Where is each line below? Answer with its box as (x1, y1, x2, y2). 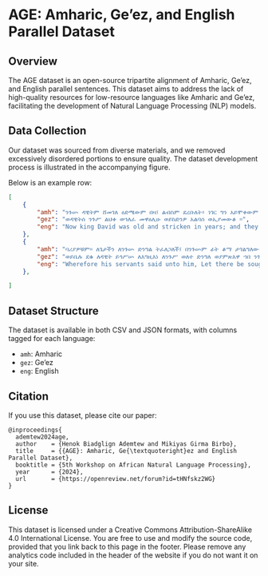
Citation (8, 389, 49, 403)
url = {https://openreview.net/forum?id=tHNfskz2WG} (15, 475, 216, 483)
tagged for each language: (8, 334, 96, 344)
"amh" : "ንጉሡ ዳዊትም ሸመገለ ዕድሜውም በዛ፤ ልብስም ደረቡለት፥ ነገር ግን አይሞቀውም (37, 208, 258, 216)
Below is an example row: (8, 177, 93, 187)
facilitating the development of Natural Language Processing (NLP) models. (8, 101, 257, 110)
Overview (8, 54, 58, 68)
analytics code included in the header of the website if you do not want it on (8, 550, 258, 560)
